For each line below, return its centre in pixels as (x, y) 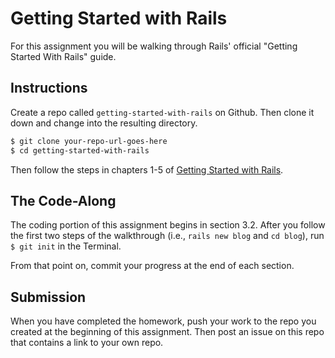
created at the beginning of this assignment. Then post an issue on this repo (167, 332)
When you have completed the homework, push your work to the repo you (163, 321)
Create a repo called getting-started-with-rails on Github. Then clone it (162, 112)
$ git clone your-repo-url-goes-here (89, 141)
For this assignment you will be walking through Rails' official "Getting (154, 46)
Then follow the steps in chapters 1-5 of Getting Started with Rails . (147, 169)
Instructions (49, 88)
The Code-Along (63, 200)
